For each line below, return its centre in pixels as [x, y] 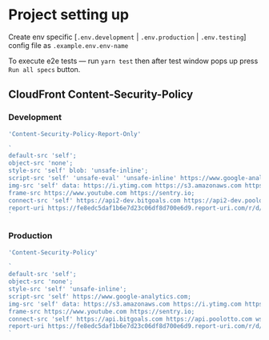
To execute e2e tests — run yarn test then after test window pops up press [133, 61]
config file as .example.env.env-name [68, 45]
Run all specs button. [44, 69]
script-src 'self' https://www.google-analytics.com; [100, 296]
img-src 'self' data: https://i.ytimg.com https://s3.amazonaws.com [125, 186]
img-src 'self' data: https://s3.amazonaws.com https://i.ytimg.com [125, 304]
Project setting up [69, 15]
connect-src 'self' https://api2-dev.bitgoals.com [94, 200]
